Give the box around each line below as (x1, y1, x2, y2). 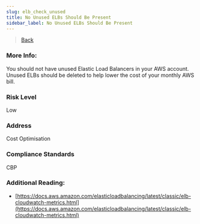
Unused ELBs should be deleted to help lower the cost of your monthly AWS (6, 71, 195, 79)
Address (6, 121, 32, 130)
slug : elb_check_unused (6, 8, 66, 15)
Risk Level (6, 92, 37, 101)
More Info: (6, 52, 37, 60)
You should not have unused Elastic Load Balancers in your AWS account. (6, 65, 189, 72)
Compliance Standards (6, 150, 75, 159)
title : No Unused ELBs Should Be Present (6, 14, 112, 20)
